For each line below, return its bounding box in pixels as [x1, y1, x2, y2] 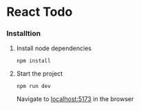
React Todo [6, 4, 73, 20]
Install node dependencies [16, 44, 92, 52]
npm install [16, 58, 51, 65]
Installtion [6, 29, 41, 38]
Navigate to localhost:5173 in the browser [16, 95, 134, 103]
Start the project [16, 69, 63, 78]
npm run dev [16, 83, 51, 90]
